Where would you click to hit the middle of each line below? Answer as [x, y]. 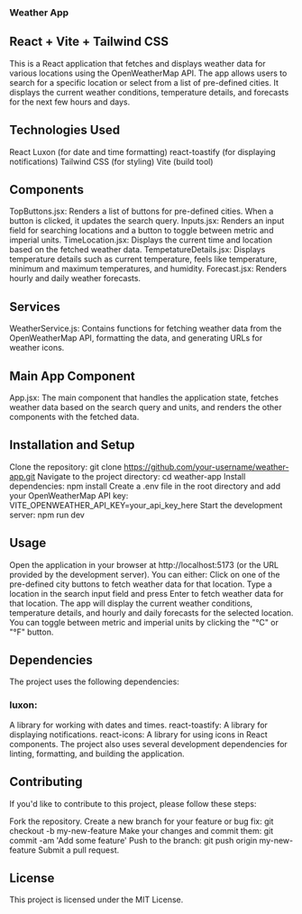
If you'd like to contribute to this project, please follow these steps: [133, 803]
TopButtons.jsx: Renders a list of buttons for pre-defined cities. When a [142, 211]
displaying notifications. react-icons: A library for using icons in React [138, 734]
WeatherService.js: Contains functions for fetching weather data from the [146, 329]
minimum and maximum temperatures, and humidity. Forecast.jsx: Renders [148, 269]
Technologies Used [64, 130]
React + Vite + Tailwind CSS [89, 42]
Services [35, 307]
